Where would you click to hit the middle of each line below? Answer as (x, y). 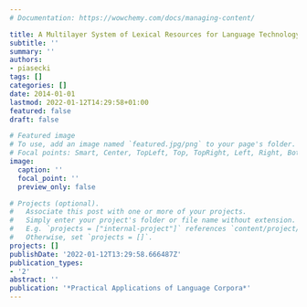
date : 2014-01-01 (42, 94)
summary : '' (32, 51)
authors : (26, 60)
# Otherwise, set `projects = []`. (81, 238)
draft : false (34, 120)
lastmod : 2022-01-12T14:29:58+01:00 (79, 102)
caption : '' (41, 170)
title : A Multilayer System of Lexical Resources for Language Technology (155, 34)
